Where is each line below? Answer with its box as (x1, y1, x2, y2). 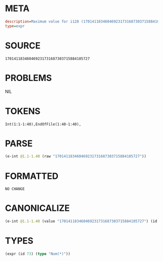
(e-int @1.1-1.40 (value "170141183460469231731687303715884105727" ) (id (5, 219, 158, 224)
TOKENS (5, 105, 41, 117)
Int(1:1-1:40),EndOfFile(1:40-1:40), (5, 121, 81, 127)
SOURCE (5, 40, 41, 51)
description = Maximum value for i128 (5, 19, 79, 24)
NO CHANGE (5, 186, 25, 192)
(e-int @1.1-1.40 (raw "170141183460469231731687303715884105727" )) (5, 154, 147, 159)
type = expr (5, 23, 25, 28)
